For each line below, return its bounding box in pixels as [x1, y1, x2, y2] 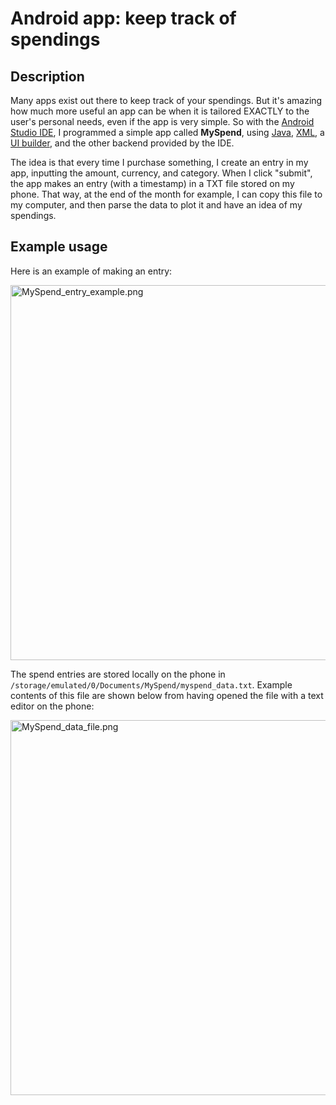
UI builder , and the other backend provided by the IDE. [10, 137, 235, 149]
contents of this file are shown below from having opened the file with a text [10, 689, 324, 701]
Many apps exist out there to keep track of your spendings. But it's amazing [10, 95, 323, 106]
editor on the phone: [10, 700, 95, 712]
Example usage [10, 238, 108, 256]
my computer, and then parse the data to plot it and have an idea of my [10, 199, 303, 211]
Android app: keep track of [10, 7, 237, 30]
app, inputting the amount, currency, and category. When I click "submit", [10, 167, 313, 179]
